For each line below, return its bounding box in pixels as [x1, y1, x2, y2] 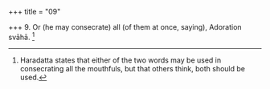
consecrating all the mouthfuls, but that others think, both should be [19, 63, 245, 73]
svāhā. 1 [8, 31, 35, 42]
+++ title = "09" [8, 7, 61, 16]
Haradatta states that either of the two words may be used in [19, 55, 222, 65]
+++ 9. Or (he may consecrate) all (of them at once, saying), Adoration [8, 22, 243, 31]
